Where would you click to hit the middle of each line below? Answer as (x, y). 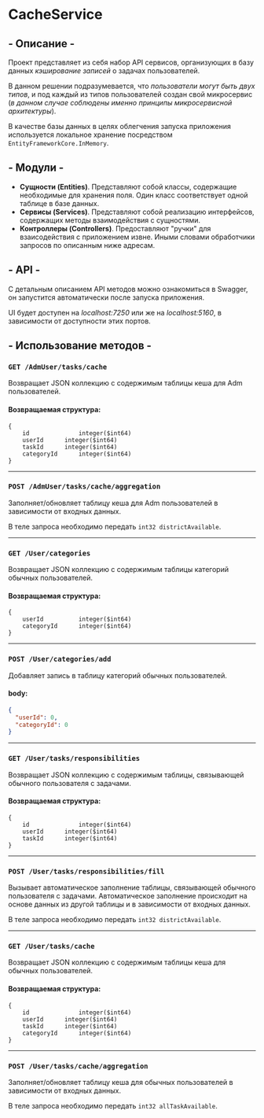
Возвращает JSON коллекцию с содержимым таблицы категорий (119, 570)
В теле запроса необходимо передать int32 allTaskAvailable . (113, 1105)
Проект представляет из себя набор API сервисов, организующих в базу (131, 62)
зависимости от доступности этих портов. (79, 321)
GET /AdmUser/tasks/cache (58, 367)
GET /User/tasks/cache (51, 946)
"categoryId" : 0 (42, 725)
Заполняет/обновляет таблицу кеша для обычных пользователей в (121, 1082)
